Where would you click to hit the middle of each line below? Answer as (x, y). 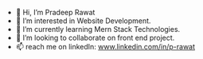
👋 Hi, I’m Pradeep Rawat (55, 12)
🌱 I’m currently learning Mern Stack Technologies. (98, 29)
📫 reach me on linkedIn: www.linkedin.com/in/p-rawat (105, 47)
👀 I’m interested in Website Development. (83, 21)
